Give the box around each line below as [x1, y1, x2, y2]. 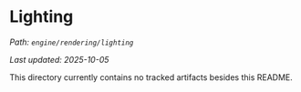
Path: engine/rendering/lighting [9, 36, 134, 47]
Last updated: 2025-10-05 [9, 54, 109, 65]
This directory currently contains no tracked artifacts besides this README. [9, 71, 294, 83]
